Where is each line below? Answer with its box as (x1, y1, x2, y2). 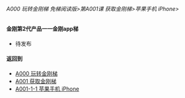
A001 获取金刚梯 (15, 78, 57, 85)
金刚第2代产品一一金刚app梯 (6, 25, 79, 32)
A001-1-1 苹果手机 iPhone (15, 85, 79, 92)
